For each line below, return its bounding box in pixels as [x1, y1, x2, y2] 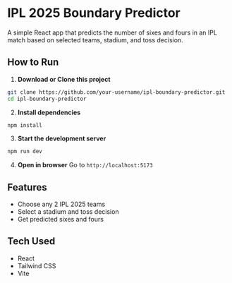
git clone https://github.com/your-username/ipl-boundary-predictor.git [7, 88, 226, 96]
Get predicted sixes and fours [17, 215, 104, 224]
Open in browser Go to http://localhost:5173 [17, 161, 153, 169]
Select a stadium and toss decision [17, 207, 119, 216]
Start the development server [17, 134, 106, 143]
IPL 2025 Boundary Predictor [7, 5, 181, 21]
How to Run [7, 56, 59, 68]
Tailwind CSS [17, 261, 56, 270]
